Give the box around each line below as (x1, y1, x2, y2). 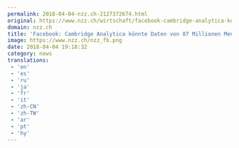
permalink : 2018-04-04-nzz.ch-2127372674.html (7, 10, 148, 18)
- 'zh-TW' (10, 110, 40, 117)
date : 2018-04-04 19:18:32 (7, 43, 87, 51)
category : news (7, 51, 53, 58)
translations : (7, 57, 50, 64)
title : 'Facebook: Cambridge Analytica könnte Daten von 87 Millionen (7, 30, 221, 38)
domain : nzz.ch (7, 23, 53, 31)
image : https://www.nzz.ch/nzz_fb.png (7, 37, 122, 44)
